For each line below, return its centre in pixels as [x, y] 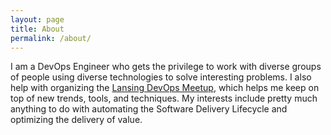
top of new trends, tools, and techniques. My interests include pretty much [164, 98]
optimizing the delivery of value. [76, 120]
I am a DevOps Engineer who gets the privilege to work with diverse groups [166, 67]
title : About [37, 29]
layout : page [37, 19]
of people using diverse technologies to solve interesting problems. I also [161, 77]
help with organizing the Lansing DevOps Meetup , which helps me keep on [165, 88]
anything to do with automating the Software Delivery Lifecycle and [149, 109]
